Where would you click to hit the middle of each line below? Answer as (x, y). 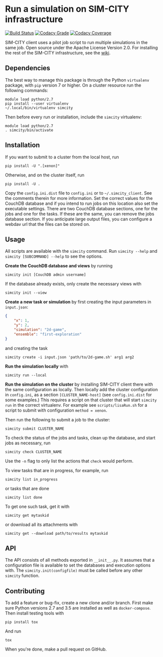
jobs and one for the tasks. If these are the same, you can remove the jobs (80, 214)
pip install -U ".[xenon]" (32, 166)
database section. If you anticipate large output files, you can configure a (79, 219)
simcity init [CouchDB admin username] (46, 275)
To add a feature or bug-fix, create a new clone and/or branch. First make (79, 603)
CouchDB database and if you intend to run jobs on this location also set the (81, 203)
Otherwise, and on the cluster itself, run (45, 175)
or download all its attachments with (41, 525)
